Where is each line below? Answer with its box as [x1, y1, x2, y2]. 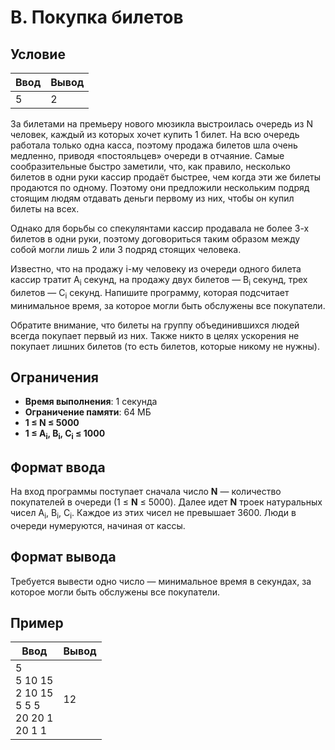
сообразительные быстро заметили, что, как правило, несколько [10, 161, 291, 172]
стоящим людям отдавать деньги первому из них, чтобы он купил [10, 192, 295, 204]
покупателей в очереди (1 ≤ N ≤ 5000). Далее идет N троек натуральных [10, 496, 323, 508]
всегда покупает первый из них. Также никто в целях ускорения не [10, 329, 300, 341]
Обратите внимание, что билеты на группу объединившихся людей [10, 319, 300, 331]
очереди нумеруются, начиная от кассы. [10, 519, 186, 531]
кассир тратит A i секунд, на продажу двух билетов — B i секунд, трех [10, 274, 308, 288]
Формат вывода [10, 549, 117, 566]
